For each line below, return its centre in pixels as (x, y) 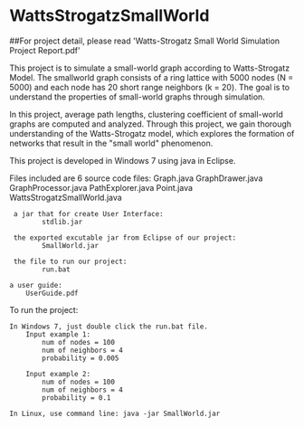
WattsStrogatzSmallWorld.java (66, 197)
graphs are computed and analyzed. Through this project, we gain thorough (151, 124)
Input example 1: (58, 334)
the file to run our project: (70, 261)
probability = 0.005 (81, 358)
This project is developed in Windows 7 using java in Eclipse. (123, 160)
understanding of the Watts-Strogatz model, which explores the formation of (152, 133)
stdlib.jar (62, 222)
